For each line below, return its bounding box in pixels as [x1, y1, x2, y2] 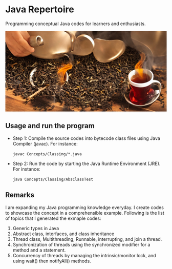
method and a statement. [12, 247, 66, 253]
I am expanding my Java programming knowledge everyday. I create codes [5, 204, 164, 211]
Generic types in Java [12, 225, 59, 231]
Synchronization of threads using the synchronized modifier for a [12, 241, 150, 247]
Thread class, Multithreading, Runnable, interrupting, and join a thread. [12, 236, 162, 242]
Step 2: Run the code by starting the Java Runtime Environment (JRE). [12, 160, 161, 167]
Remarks [5, 191, 35, 199]
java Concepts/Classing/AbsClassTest [12, 177, 94, 182]
